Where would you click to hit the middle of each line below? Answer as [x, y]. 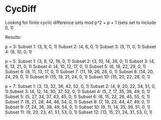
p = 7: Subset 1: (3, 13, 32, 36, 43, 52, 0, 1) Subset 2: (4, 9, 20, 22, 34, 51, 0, [80, 86]
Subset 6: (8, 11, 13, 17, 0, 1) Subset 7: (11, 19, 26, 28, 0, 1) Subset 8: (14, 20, [80, 71]
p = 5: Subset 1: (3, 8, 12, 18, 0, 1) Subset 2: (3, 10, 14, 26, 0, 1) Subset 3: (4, [80, 61]
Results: [13, 37]
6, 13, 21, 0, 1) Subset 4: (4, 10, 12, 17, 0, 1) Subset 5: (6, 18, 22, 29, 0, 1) [76, 66]
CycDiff [21, 9]
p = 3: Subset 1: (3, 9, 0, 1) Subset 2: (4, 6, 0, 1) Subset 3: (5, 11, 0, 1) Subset [80, 46]
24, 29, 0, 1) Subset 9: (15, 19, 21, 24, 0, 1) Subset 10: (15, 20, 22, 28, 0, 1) [78, 77]
